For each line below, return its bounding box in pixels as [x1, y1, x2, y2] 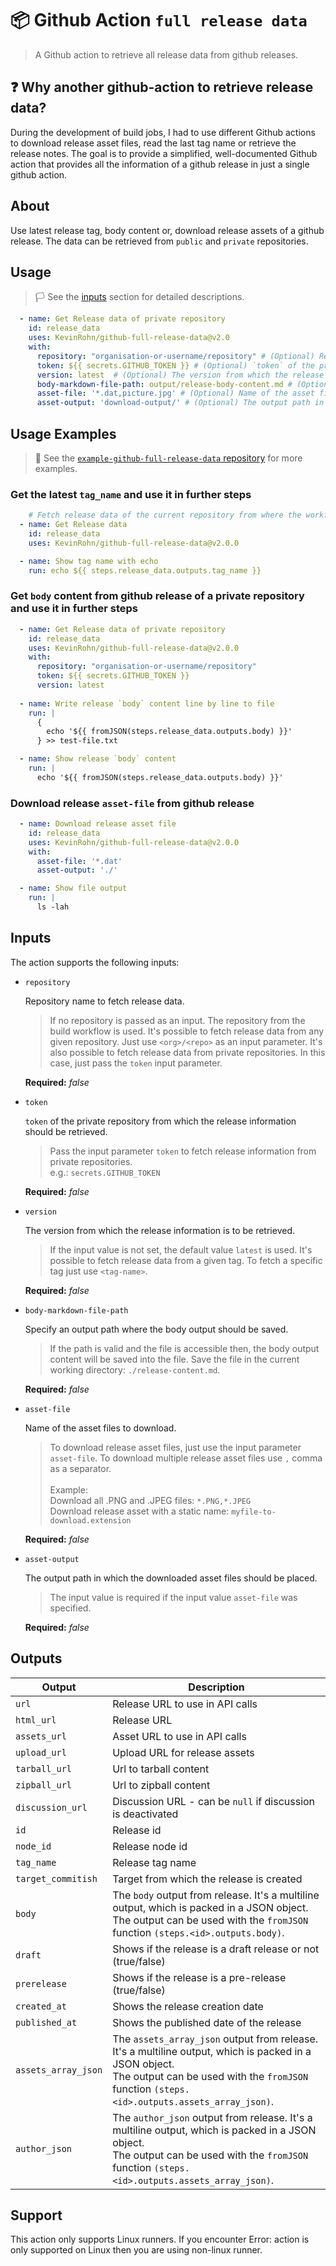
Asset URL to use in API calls [112, 1729, 247, 1743]
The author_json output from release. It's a [112, 2110, 313, 2124]
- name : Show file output [19, 883, 128, 894]
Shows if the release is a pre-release [112, 1970, 287, 1984]
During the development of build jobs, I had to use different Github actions [10, 126, 316, 138]
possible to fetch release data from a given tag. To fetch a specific [49, 1254, 323, 1266]
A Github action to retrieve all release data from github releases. [34, 48, 299, 61]
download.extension [49, 1515, 132, 1526]
